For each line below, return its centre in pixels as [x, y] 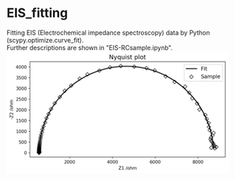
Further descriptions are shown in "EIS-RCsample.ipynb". [90, 47]
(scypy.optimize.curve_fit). [45, 40]
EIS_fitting [37, 13]
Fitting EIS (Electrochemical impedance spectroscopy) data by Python [108, 33]
